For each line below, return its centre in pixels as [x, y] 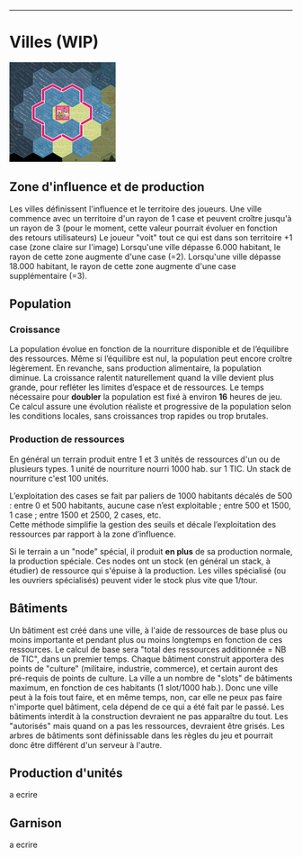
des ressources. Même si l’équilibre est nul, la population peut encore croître [151, 359]
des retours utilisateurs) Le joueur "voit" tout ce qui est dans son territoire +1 [151, 237]
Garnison [36, 823]
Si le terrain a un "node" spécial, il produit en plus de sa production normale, [151, 551]
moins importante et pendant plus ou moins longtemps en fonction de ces [146, 639]
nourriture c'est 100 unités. [59, 478]
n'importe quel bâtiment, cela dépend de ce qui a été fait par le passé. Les [147, 707]
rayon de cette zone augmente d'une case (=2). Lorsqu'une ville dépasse [145, 257]
